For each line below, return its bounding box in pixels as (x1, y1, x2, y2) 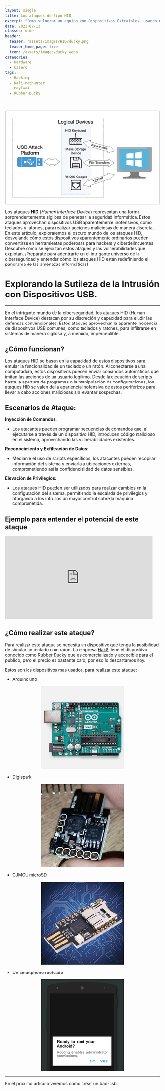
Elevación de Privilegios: (5, 475, 56, 481)
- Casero (9, 65, 27, 70)
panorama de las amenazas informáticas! (5, 261, 88, 267)
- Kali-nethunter (9, 81, 45, 86)
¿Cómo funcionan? (5, 345, 65, 354)
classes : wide (5, 29, 34, 34)
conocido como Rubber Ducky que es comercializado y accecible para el (5, 652, 153, 658)
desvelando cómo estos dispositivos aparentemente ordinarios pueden (5, 235, 149, 241)
